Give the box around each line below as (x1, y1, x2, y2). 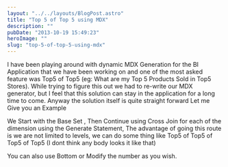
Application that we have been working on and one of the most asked (7, 67, 203, 76)
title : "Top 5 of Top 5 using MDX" (7, 16, 109, 23)
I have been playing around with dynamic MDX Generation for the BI (7, 61, 199, 68)
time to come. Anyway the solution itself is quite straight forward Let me (7, 97, 210, 104)
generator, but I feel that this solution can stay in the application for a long (7, 89, 216, 97)
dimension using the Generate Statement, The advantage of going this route (7, 124, 222, 132)
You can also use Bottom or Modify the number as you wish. (7, 152, 177, 160)
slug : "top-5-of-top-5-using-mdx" (7, 42, 106, 48)
